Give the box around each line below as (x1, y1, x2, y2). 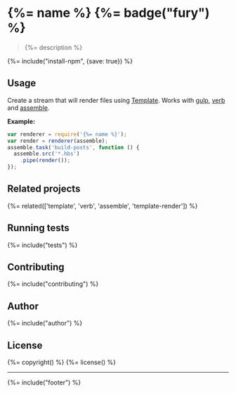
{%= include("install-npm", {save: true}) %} (7, 56, 133, 65)
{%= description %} (24, 43, 83, 51)
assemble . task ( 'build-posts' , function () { (7, 144, 140, 151)
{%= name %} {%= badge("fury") (7, 5, 210, 21)
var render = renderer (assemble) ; (7, 137, 109, 144)
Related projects (7, 183, 81, 195)
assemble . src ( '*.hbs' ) (13, 150, 80, 158)
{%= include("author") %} (7, 319, 83, 327)
